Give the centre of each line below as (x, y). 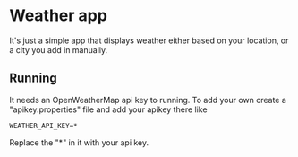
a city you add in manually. (59, 49)
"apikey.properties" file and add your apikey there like (108, 109)
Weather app (58, 16)
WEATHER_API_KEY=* (43, 126)
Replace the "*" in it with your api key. (79, 142)
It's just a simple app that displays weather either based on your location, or (149, 40)
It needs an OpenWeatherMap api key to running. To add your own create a (148, 100)
